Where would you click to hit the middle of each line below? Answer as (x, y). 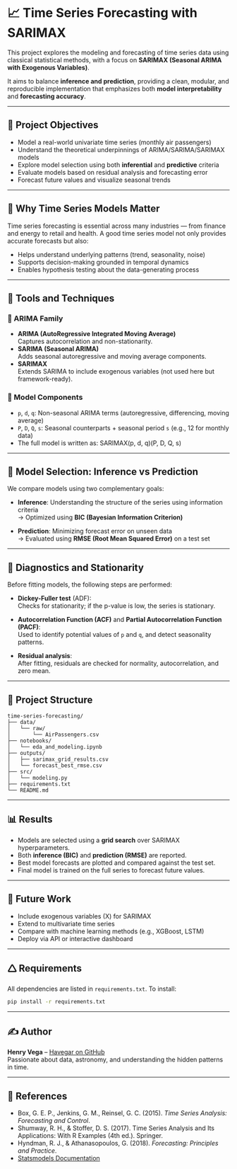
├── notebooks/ (30, 741)
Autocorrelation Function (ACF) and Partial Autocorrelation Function (120, 620)
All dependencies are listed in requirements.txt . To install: (92, 989)
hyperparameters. (44, 847)
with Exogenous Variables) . (48, 67)
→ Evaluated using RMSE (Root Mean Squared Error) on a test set (114, 539)
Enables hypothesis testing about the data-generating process (108, 270)
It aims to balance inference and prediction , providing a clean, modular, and (118, 81)
